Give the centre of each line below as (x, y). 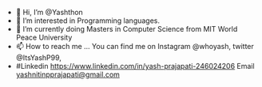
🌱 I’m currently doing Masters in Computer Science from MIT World (127, 29)
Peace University (44, 37)
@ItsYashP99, (39, 58)
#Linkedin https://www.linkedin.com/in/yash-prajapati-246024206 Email (135, 66)
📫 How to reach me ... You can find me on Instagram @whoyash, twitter (135, 46)
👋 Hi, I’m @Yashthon (50, 12)
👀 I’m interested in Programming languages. (88, 21)
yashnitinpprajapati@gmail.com (67, 74)
